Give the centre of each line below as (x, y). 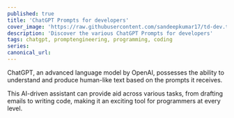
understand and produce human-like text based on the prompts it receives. (115, 80)
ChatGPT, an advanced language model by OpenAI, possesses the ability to (116, 72)
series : (18, 46)
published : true (31, 14)
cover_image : (26, 27)
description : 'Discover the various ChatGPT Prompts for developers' (110, 33)
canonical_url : (29, 53)
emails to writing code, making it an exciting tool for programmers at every (114, 101)
